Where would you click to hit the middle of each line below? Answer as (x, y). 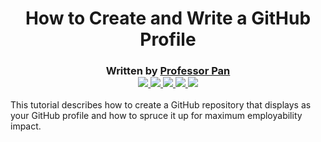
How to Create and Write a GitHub (168, 18)
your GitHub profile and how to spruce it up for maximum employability (156, 116)
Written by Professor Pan (168, 71)
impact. (26, 126)
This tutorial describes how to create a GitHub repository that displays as (161, 105)
